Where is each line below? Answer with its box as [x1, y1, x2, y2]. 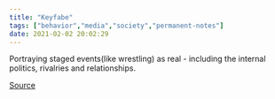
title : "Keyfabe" [9, 12, 74, 22]
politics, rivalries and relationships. [9, 63, 136, 73]
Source [9, 80, 35, 91]
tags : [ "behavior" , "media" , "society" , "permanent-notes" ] [9, 21, 224, 30]
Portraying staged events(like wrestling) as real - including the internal [9, 54, 266, 65]
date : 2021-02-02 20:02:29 [9, 29, 109, 38]
